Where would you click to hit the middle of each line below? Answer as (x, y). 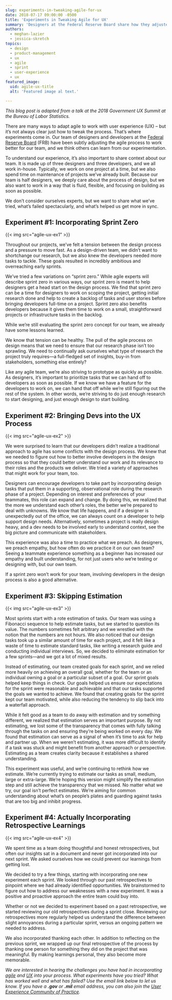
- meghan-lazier (27, 34)
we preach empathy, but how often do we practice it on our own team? (80, 548)
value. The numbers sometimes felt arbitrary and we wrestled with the (79, 629)
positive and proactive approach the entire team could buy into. (72, 896)
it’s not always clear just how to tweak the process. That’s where (73, 131)
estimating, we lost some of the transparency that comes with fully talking (83, 726)
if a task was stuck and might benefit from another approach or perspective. (86, 747)
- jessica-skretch (30, 39)
